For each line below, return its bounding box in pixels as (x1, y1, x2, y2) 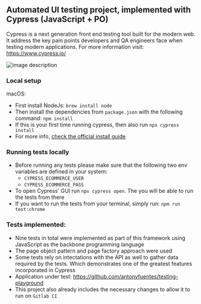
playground (14, 279, 44, 286)
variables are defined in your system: (14, 168, 107, 175)
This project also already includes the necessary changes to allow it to (14, 285, 190, 293)
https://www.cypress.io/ (6, 50, 66, 57)
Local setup (6, 76, 42, 85)
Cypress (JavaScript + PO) (6, 15, 109, 25)
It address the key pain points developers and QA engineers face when (6, 36, 183, 44)
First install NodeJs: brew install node (14, 102, 112, 109)
